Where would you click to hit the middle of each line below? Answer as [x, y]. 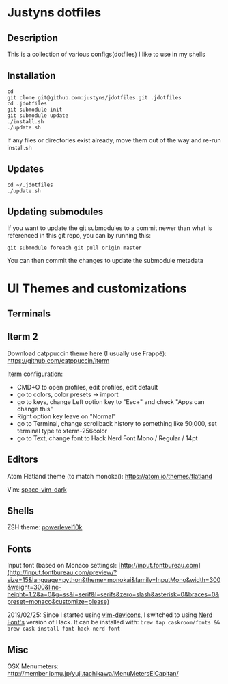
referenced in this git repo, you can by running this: [79, 236]
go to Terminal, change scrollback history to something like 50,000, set [117, 423]
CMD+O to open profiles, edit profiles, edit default [87, 387]
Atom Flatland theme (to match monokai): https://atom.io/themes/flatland [110, 476]
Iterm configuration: [35, 374]
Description [32, 38]
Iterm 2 [23, 337]
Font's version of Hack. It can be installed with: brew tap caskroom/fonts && [114, 622]
